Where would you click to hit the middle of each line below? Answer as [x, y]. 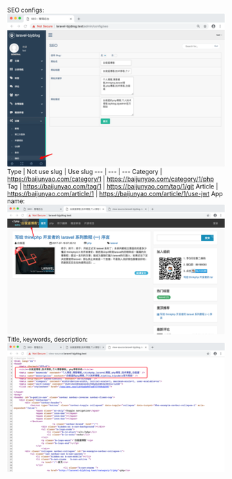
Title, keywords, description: [48, 339]
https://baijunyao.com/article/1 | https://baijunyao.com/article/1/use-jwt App [115, 194]
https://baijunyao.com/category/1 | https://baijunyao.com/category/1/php [110, 179]
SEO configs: [26, 10]
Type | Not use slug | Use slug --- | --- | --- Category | [85, 172]
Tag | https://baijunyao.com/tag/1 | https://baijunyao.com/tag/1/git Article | [113, 186]
